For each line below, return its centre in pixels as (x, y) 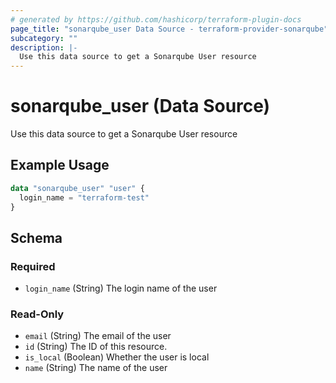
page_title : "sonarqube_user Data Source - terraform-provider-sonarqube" (169, 29)
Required (33, 266)
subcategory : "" (44, 38)
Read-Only (37, 314)
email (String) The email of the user (98, 336)
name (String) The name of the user (96, 368)
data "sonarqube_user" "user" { (77, 188)
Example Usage (60, 165)
